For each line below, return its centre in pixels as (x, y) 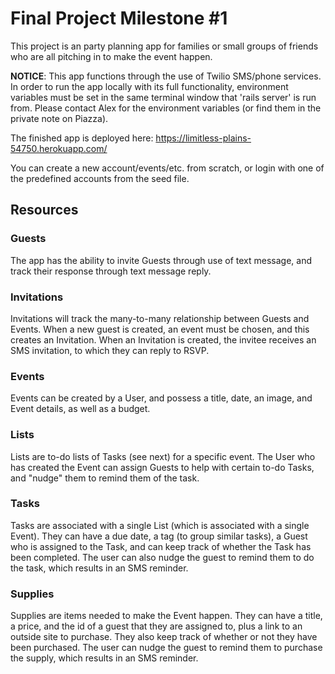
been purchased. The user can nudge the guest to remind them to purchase (166, 648)
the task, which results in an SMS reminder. (99, 568)
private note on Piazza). (59, 118)
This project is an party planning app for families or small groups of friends (164, 46)
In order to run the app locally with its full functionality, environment (149, 86)
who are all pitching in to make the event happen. (111, 56)
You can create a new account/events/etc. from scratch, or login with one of (167, 168)
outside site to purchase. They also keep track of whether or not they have (164, 637)
